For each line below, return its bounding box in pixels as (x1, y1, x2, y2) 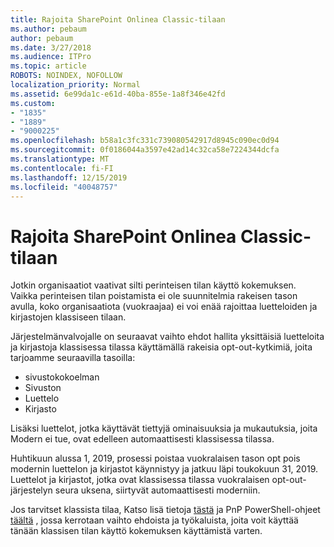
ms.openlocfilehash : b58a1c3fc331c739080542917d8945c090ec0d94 (10, 136, 280, 146)
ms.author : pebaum (10, 24, 87, 34)
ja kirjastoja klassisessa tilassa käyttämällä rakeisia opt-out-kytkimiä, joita (10, 341, 313, 353)
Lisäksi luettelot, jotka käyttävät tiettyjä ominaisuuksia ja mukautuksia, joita (10, 422, 318, 435)
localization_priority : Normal (10, 80, 141, 90)
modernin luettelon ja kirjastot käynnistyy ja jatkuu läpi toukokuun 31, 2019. (10, 463, 318, 475)
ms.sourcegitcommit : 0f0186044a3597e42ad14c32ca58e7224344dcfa (10, 145, 280, 155)
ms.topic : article (10, 61, 87, 71)
